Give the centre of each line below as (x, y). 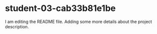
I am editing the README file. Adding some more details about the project (78, 22)
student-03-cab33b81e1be (60, 8)
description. (17, 26)
